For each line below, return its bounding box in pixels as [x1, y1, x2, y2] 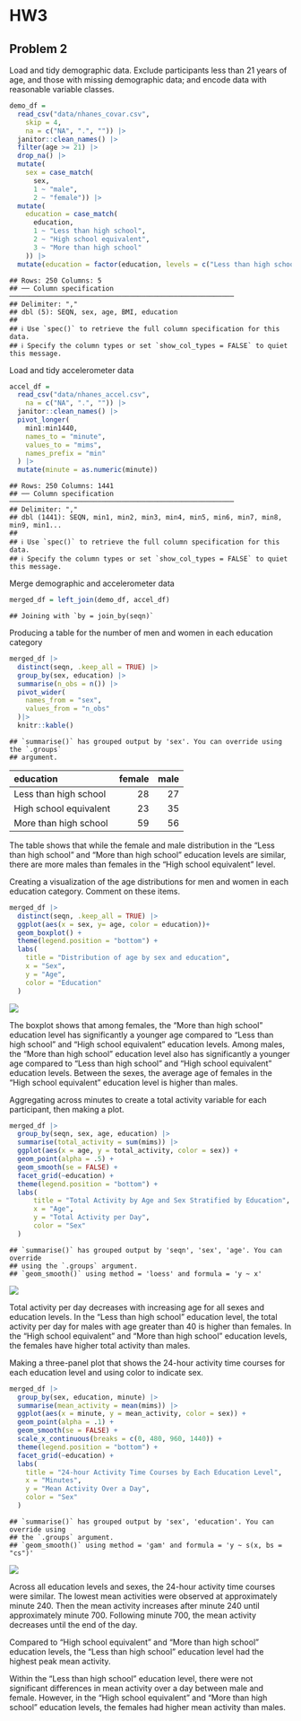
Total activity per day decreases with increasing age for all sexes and [9, 1302, 265, 1313]
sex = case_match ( [25, 168, 94, 177]
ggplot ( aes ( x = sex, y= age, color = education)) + [17, 920, 211, 929]
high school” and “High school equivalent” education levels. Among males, [9, 1038, 285, 1050]
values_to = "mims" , [25, 441, 102, 450]
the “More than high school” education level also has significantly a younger [9, 1048, 291, 1059]
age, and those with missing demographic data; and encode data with [9, 74, 267, 85]
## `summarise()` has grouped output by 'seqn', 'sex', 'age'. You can [9, 1245, 282, 1254]
